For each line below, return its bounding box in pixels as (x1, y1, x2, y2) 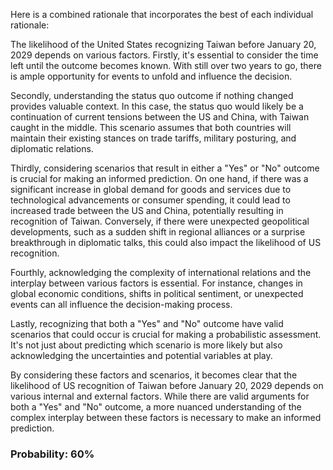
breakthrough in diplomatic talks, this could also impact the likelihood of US (10, 237, 322, 248)
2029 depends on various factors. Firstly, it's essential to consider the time (10, 49, 319, 61)
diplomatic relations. (10, 143, 94, 154)
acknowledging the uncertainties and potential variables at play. (10, 350, 273, 361)
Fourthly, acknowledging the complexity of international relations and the (10, 267, 312, 278)
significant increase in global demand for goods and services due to (10, 184, 292, 195)
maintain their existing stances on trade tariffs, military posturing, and (10, 132, 297, 144)
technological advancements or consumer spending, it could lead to (10, 194, 291, 206)
